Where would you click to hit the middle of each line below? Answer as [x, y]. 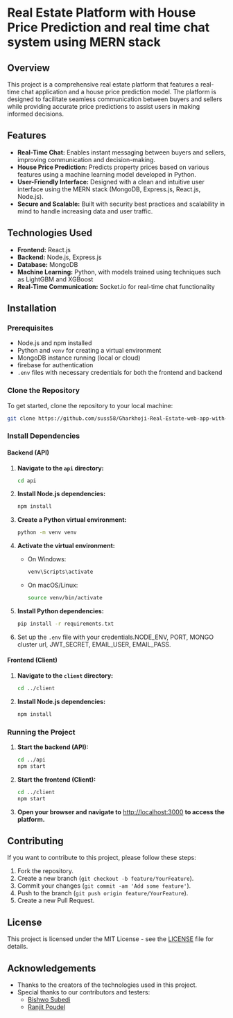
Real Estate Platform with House [102, 13]
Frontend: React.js [44, 249]
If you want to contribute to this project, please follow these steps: [102, 858]
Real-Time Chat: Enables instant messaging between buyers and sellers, [121, 152]
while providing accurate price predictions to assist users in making [104, 106]
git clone [21, 418]
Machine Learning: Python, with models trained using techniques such [119, 272]
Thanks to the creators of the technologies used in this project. [107, 985]
